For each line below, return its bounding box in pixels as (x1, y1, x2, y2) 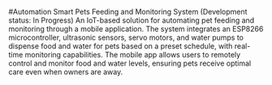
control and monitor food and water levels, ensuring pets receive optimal (8, 58, 252, 68)
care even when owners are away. (8, 67, 123, 76)
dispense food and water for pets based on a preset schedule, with (8, 41, 233, 51)
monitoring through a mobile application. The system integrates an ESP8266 (8, 24, 264, 33)
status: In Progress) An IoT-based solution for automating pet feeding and (8, 15, 255, 25)
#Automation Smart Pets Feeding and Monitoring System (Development (8, 7, 248, 16)
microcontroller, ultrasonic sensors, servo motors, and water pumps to (8, 32, 244, 42)
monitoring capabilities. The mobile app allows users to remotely (24, 50, 241, 59)
